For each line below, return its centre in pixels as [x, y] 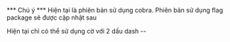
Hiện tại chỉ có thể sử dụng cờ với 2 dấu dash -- [77, 31]
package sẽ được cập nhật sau [52, 17]
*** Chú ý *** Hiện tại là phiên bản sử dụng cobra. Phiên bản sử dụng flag [115, 10]
